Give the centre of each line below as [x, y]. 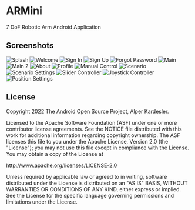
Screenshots [30, 46]
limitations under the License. [42, 202]
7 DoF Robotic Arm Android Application [54, 27]
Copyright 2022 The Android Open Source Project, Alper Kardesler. [88, 111]
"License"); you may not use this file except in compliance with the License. [98, 148]
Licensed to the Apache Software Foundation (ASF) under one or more [92, 122]
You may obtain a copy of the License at [55, 154]
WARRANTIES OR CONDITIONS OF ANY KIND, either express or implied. [93, 189]
